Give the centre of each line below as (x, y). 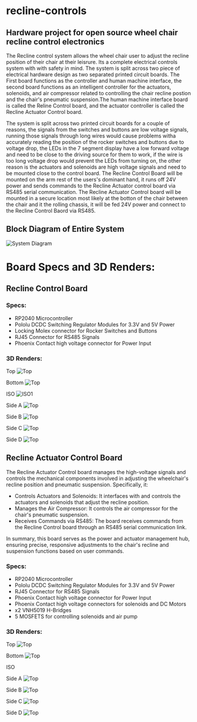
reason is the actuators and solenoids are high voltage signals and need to (96, 167)
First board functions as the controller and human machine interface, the (94, 81)
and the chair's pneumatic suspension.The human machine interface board (97, 99)
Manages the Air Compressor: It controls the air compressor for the (96, 508)
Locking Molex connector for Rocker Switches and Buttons (86, 331)
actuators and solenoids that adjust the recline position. (82, 502)
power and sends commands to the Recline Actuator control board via (91, 186)
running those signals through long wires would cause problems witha (91, 136)
